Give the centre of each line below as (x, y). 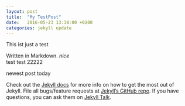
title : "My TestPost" (34, 17)
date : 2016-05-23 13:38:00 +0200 (49, 22)
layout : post (22, 11)
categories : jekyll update (39, 28)
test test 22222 (24, 62)
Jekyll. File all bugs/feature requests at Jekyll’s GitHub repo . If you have (92, 91)
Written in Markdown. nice (38, 56)
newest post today (28, 73)
